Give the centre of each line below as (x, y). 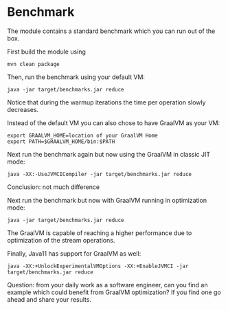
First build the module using (46, 52)
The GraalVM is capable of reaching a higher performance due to (100, 233)
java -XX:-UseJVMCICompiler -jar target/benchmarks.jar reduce (100, 174)
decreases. (23, 109)
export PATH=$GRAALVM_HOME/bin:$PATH (61, 142)
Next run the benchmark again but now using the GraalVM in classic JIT (109, 154)
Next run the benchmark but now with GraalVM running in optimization (107, 200)
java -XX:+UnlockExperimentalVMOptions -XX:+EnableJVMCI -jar (98, 266)
